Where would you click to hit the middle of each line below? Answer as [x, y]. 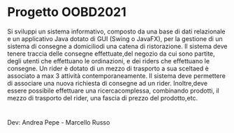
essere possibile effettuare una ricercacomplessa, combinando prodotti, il [113, 91]
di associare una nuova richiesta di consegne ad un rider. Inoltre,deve [108, 83]
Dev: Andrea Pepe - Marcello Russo [59, 123]
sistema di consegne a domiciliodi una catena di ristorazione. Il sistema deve [117, 46]
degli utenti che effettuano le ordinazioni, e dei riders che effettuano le [109, 61]
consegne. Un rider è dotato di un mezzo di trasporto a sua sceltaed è [108, 68]
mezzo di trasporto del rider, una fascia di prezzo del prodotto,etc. [102, 97]
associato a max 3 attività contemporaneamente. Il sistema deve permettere [116, 76]
